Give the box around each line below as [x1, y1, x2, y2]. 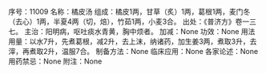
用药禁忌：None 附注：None [8, 56, 103, 66]
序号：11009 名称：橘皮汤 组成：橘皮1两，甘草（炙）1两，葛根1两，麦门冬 [8, 7, 251, 16]
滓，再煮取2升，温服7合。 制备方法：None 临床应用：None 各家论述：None [8, 47, 259, 56]
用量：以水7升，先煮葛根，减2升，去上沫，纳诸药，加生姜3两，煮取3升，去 [8, 36, 257, 46]
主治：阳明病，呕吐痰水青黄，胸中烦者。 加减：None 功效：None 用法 [23, 27, 256, 36]
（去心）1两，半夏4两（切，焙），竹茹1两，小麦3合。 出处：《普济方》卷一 [8, 17, 250, 26]
